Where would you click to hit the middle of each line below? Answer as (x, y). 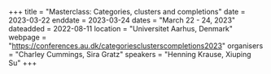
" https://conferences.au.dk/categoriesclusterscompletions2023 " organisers (136, 46)
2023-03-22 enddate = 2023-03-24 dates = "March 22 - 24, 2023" (122, 20)
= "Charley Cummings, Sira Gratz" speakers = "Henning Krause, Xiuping (130, 54)
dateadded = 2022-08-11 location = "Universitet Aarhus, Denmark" (121, 29)
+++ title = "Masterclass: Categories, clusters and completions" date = (127, 12)
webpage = (28, 37)
